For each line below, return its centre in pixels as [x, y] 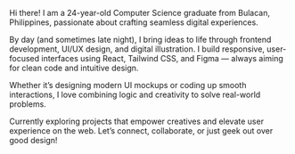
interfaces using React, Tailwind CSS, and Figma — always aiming [162, 58]
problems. [28, 104]
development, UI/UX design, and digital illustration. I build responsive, [137, 49]
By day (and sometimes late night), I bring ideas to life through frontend [140, 40]
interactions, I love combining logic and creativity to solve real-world [135, 94]
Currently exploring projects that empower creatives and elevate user [137, 121]
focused [25, 58]
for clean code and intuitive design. [74, 68]
